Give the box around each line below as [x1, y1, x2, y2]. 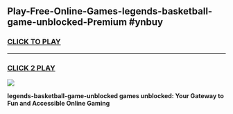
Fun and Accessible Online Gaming [7, 99, 110, 107]
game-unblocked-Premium [7, 17, 127, 28]
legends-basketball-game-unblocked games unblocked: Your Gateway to [7, 91, 224, 99]
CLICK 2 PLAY [7, 63, 55, 73]
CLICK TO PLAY [7, 37, 61, 47]
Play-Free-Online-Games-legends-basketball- [7, 6, 213, 17]
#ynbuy [128, 17, 164, 28]
